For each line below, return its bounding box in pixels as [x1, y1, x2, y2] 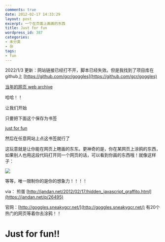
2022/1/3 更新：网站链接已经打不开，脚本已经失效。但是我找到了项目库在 [5, 67, 154, 73]
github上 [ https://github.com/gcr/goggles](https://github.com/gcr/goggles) [5, 74, 157, 80]
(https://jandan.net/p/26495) [5, 194, 64, 200]
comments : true [5, 7, 36, 12]
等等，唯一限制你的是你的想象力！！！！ [5, 178, 87, 184]
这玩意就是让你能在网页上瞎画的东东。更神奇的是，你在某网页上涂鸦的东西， [5, 146, 161, 152]
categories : [5, 35, 30, 40]
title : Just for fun [5, 26, 48, 31]
